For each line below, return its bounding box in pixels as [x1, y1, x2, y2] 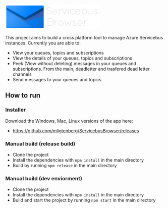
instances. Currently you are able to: [5, 40, 81, 46]
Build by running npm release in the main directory [12, 162, 117, 168]
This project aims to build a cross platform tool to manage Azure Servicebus [5, 35, 163, 40]
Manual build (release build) [5, 140, 76, 147]
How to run [5, 91, 41, 100]
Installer [5, 107, 26, 114]
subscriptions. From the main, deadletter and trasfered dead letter [12, 66, 150, 72]
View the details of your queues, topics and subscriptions [12, 55, 133, 61]
